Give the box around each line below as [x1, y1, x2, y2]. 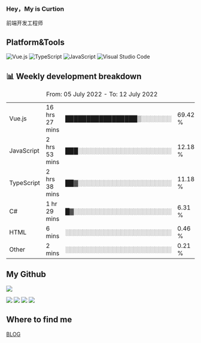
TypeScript [9, 178, 40, 187]
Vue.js [9, 114, 27, 123]
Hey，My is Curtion [6, 4, 65, 13]
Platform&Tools [6, 37, 65, 47]
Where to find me [6, 315, 72, 325]
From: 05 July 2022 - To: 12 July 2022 [45, 90, 158, 98]
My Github [6, 269, 46, 280]
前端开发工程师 [6, 19, 43, 27]
